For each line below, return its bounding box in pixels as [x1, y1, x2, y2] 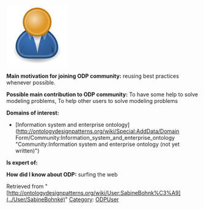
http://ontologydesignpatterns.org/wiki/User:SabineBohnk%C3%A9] [8, 189, 181, 196]
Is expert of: [6, 159, 38, 166]
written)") [15, 147, 40, 154]
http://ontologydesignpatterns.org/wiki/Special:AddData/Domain [17, 127, 180, 135]
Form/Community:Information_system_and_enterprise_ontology [15, 134, 175, 141]
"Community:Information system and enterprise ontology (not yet [15, 140, 180, 148]
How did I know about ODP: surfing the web [6, 171, 118, 178]
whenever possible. [6, 79, 56, 86]
